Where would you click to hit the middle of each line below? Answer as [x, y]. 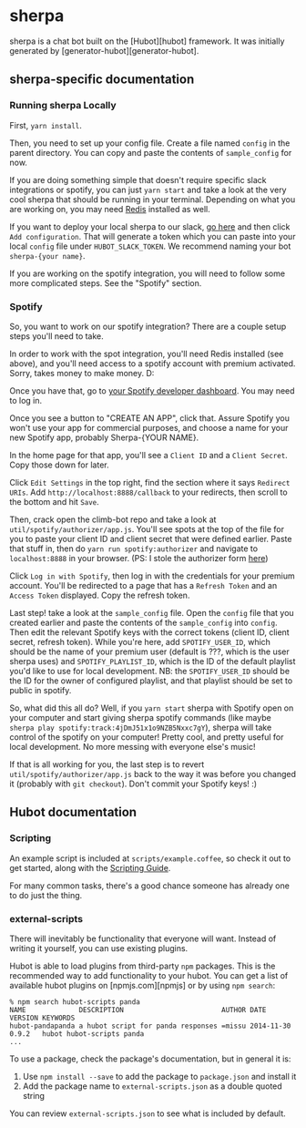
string [34, 1095]
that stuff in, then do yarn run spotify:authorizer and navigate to [133, 549]
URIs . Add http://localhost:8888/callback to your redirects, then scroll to [149, 492]
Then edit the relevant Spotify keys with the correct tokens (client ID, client [149, 632]
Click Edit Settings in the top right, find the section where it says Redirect [150, 482]
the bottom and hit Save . [55, 501]
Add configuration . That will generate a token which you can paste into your [153, 236]
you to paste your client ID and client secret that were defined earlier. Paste [151, 538]
